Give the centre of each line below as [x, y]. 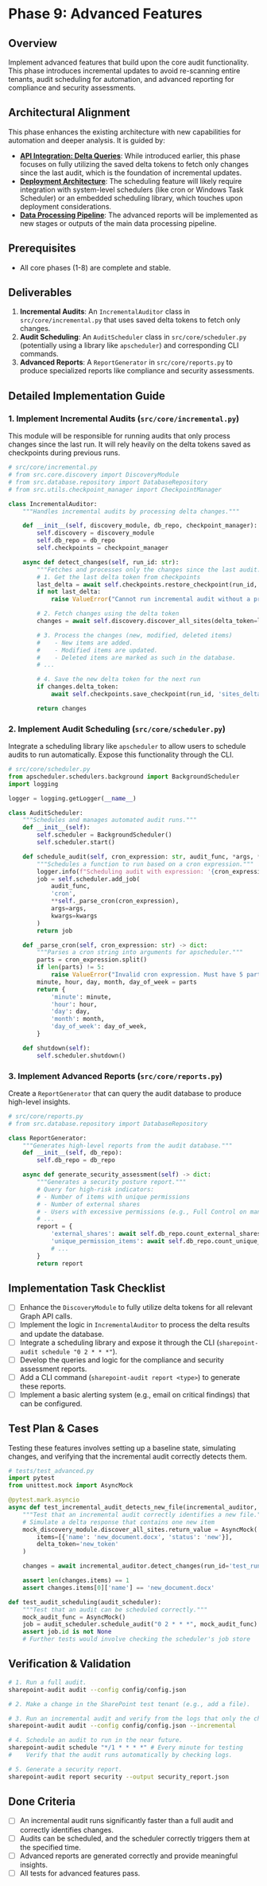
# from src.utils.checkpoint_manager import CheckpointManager [115, 489]
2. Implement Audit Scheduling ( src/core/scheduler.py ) [117, 729]
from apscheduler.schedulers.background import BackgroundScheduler [124, 777]
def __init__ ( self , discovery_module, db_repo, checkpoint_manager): [140, 526]
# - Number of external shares [89, 1204]
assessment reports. [53, 1369]
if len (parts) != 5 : [71, 968]
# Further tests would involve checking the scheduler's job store [136, 1639]
